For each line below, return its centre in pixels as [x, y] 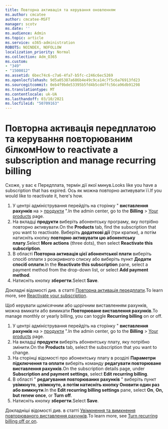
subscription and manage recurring [81, 160]
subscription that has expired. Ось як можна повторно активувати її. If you [83, 191]
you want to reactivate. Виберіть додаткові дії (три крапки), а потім [84, 233]
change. [21, 352]
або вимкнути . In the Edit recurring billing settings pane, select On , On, [88, 390]
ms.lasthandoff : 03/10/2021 [35, 99]
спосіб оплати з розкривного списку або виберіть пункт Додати [82, 259]
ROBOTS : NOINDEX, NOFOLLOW [33, 47]
